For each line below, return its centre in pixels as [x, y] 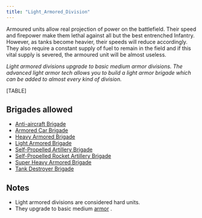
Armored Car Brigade [41, 131]
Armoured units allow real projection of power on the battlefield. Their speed [101, 29]
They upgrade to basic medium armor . [64, 209]
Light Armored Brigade [43, 143]
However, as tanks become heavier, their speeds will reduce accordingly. [97, 42]
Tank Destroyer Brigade [44, 169]
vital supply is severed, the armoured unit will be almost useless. [87, 54]
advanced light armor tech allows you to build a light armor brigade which [99, 72]
